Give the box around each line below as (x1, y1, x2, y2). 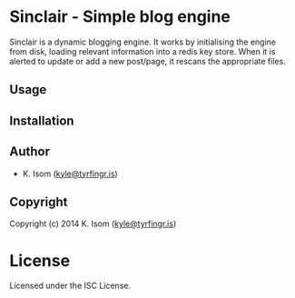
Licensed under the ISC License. (9, 280, 132, 292)
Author (9, 144, 50, 160)
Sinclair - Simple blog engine (9, 6, 231, 27)
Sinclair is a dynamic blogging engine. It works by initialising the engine (9, 36, 277, 47)
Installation (9, 113, 74, 128)
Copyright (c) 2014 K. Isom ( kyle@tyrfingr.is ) (9, 218, 177, 229)
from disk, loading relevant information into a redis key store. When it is (9, 45, 276, 56)
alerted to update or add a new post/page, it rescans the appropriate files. (9, 55, 286, 66)
